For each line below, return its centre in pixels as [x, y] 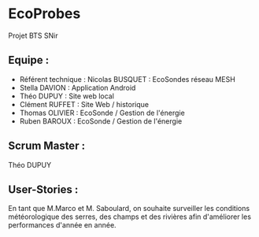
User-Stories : [43, 189]
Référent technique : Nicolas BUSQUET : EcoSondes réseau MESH [128, 79]
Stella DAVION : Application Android [78, 87]
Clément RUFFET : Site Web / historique [84, 104]
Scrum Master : [46, 146]
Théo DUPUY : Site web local [67, 96]
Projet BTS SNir [33, 35]
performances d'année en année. [62, 225]
